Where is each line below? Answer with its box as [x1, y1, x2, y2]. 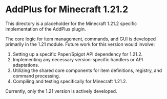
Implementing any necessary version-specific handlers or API [12, 56, 143, 62]
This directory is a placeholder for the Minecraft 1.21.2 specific [5, 20, 137, 27]
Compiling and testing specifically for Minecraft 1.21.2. [12, 78, 128, 84]
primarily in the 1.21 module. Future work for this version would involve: [5, 41, 155, 47]
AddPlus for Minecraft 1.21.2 [5, 4, 129, 15]
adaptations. [12, 62, 39, 68]
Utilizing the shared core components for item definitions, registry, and [12, 67, 162, 73]
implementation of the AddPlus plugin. [5, 26, 86, 32]
